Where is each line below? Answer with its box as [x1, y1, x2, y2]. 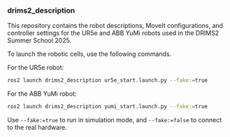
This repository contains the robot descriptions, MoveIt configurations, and [7, 22, 224, 30]
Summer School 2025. [7, 36, 72, 45]
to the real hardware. [7, 123, 68, 131]
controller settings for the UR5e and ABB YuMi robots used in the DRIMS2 [7, 29, 220, 37]
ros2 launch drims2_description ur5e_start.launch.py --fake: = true [7, 77, 208, 84]
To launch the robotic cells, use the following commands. [7, 50, 172, 58]
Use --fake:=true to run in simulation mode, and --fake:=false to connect [7, 116, 222, 124]
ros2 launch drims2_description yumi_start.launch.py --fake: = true [7, 103, 208, 110]
